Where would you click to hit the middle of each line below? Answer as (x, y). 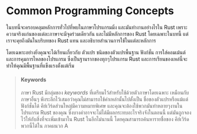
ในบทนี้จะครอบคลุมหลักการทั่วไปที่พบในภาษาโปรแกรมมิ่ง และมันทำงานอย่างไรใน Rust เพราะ (97, 27)
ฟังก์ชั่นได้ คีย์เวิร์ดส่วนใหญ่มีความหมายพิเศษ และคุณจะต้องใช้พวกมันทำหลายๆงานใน (101, 106)
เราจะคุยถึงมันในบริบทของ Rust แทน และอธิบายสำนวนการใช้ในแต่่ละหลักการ (81, 40)
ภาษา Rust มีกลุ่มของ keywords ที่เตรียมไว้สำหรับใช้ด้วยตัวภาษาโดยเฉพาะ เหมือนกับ (105, 93)
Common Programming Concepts (90, 11)
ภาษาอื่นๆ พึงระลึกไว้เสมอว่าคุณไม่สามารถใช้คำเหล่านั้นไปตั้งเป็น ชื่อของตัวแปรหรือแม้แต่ (104, 99)
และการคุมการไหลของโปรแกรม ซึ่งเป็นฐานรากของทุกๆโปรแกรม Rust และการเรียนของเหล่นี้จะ (97, 59)
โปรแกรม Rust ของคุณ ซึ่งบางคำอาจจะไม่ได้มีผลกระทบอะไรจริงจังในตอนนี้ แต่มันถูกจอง (106, 113)
